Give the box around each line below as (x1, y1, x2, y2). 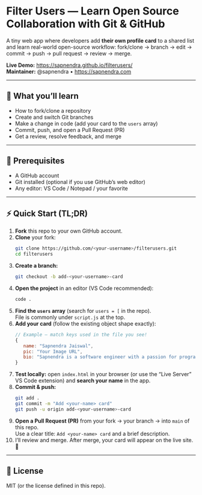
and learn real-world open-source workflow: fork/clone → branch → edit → (6, 43, 192, 51)
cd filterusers (14, 251, 54, 257)
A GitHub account (14, 172, 60, 179)
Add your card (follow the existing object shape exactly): (14, 320, 156, 327)
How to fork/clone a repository (14, 107, 91, 114)
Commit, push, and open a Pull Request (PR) (14, 126, 125, 133)
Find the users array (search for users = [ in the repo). (14, 307, 151, 314)
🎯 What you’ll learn (6, 91, 79, 101)
